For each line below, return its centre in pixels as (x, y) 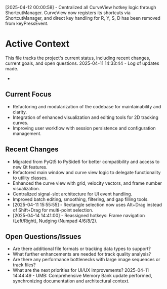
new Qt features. (30, 167)
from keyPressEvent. (27, 23)
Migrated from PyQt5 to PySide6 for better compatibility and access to (86, 161)
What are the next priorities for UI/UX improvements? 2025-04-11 (81, 270)
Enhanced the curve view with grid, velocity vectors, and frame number (87, 183)
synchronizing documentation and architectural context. (71, 281)
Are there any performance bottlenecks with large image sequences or (86, 260)
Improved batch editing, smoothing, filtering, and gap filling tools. (81, 199)
